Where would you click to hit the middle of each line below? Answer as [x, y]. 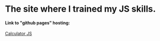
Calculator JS [19, 34]
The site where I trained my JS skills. [80, 9]
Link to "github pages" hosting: [37, 22]
